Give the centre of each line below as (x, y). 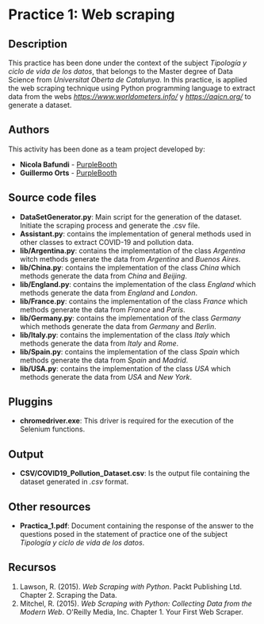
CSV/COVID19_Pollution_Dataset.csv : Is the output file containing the (135, 473)
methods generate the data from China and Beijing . (103, 276)
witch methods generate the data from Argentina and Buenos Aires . (130, 258)
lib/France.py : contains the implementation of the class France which (134, 301)
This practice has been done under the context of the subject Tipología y (128, 63)
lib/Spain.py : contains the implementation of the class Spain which (130, 351)
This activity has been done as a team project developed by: (107, 149)
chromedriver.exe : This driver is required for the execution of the (126, 421)
